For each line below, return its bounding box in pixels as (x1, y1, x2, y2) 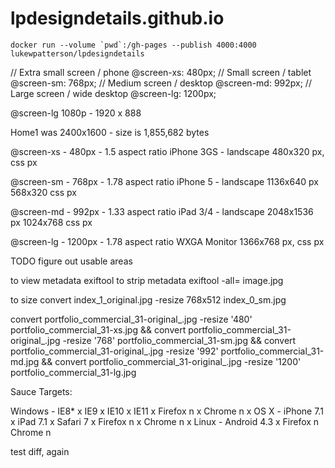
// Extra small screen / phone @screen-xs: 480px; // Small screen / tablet (10, 66, 312, 78)
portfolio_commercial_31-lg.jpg (10, 366, 137, 378)
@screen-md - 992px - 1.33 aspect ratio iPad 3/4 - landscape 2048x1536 (10, 205, 314, 217)
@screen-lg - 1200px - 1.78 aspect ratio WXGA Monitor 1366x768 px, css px (10, 235, 325, 247)
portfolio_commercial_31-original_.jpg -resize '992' (10, 345, 219, 357)
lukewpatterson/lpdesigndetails (10, 48, 145, 59)
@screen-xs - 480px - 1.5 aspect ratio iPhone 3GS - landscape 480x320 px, (10, 145, 325, 157)
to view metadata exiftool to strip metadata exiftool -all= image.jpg (10, 274, 284, 286)
